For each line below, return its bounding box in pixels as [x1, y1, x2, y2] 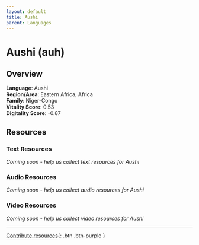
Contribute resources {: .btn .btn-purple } [6, 232, 105, 239]
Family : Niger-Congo [6, 97, 58, 104]
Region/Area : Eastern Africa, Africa [6, 91, 94, 98]
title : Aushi [6, 14, 38, 20]
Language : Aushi [6, 84, 49, 92]
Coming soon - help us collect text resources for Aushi [6, 158, 140, 166]
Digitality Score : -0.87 [6, 110, 61, 117]
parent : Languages [6, 20, 52, 26]
